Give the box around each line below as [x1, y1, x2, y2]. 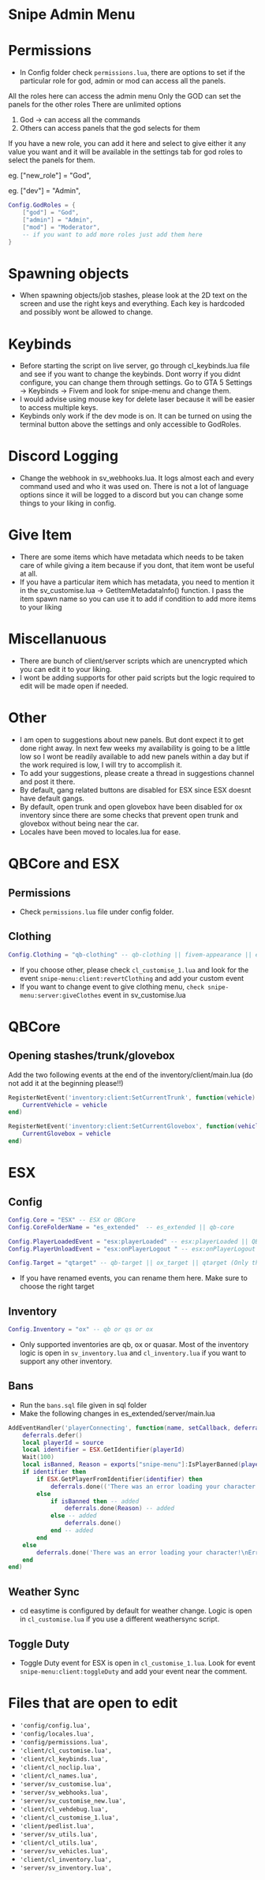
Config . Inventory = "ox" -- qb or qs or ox [8, 1326, 154, 1334]
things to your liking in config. [19, 498, 117, 508]
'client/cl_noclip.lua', [19, 1763, 102, 1771]
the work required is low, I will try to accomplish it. [19, 760, 183, 770]
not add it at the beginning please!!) [8, 1078, 124, 1087]
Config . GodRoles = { [8, 201, 77, 210]
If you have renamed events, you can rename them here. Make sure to [19, 1274, 248, 1283]
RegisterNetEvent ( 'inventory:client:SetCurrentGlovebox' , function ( [8, 1122, 238, 1131]
